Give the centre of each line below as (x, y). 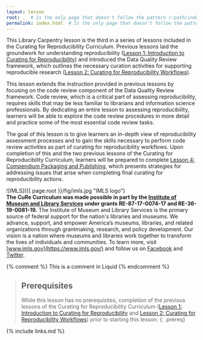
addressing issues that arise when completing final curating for (85, 173)
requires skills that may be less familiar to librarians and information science (101, 103)
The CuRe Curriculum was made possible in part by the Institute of (92, 197)
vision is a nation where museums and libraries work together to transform (99, 236)
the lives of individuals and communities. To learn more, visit (82, 242)
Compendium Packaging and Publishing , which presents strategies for (94, 166)
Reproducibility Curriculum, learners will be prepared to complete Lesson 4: (101, 160)
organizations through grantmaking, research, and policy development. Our (100, 229)
